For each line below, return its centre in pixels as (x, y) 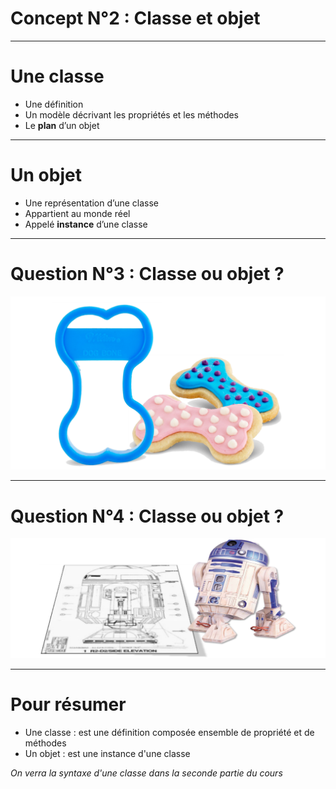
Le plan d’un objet (62, 125)
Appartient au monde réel (77, 213)
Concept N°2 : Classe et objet (135, 18)
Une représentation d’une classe (91, 203)
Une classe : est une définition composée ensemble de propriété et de (169, 732)
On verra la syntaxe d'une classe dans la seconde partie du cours (146, 773)
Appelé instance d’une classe (86, 224)
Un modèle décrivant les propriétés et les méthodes (131, 114)
